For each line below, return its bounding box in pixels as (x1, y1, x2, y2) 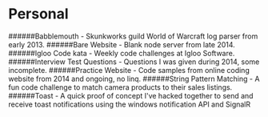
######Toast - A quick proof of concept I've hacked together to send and (8, 91, 254, 100)
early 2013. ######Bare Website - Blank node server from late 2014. (8, 39, 236, 49)
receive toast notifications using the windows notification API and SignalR (8, 99, 250, 109)
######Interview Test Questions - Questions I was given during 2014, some (8, 57, 260, 67)
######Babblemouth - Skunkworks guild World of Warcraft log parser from (8, 31, 258, 41)
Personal (8, 5, 70, 23)
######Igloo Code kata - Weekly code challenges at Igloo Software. (8, 48, 235, 58)
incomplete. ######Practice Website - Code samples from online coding (8, 65, 250, 75)
